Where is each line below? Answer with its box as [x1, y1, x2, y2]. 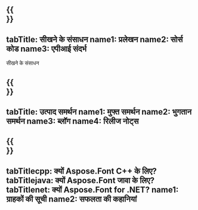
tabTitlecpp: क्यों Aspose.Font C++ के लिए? [6, 166, 157, 176]
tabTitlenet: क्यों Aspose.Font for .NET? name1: [6, 184, 179, 194]
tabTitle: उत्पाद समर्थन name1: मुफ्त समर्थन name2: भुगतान [6, 107, 192, 117]
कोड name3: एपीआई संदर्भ [6, 44, 87, 54]
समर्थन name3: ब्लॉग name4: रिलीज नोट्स [6, 116, 139, 126]
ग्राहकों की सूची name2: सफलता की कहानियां [6, 194, 137, 204]
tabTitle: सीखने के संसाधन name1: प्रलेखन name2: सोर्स [6, 34, 183, 44]
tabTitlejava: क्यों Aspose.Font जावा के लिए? [6, 175, 155, 186]
